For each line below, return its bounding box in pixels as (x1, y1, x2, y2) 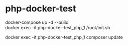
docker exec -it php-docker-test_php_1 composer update (5, 34, 123, 40)
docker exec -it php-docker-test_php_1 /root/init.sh (5, 24, 110, 30)
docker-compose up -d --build (5, 19, 69, 25)
